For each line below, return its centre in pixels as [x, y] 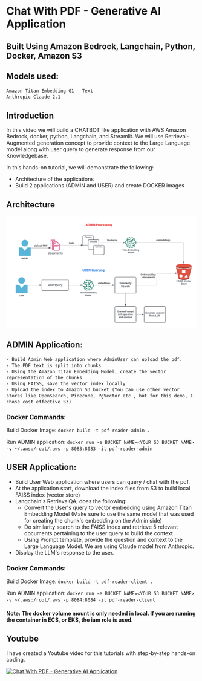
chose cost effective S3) [39, 402]
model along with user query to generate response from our [81, 149]
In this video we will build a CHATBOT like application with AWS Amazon [96, 130]
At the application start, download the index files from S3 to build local [103, 488]
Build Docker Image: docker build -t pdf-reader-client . [80, 581]
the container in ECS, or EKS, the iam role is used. [70, 620]
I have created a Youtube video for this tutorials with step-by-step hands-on [101, 653]
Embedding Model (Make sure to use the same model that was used [109, 514]
